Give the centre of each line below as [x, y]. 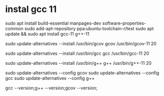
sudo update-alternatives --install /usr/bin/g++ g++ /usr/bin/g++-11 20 [78, 63]
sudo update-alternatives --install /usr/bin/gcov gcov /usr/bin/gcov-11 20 [81, 43]
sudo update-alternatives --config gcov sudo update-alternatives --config [82, 73]
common [14, 28]
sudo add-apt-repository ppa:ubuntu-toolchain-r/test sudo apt [89, 28]
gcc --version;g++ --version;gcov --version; [51, 88]
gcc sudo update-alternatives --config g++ [50, 78]
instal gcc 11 [31, 9]
